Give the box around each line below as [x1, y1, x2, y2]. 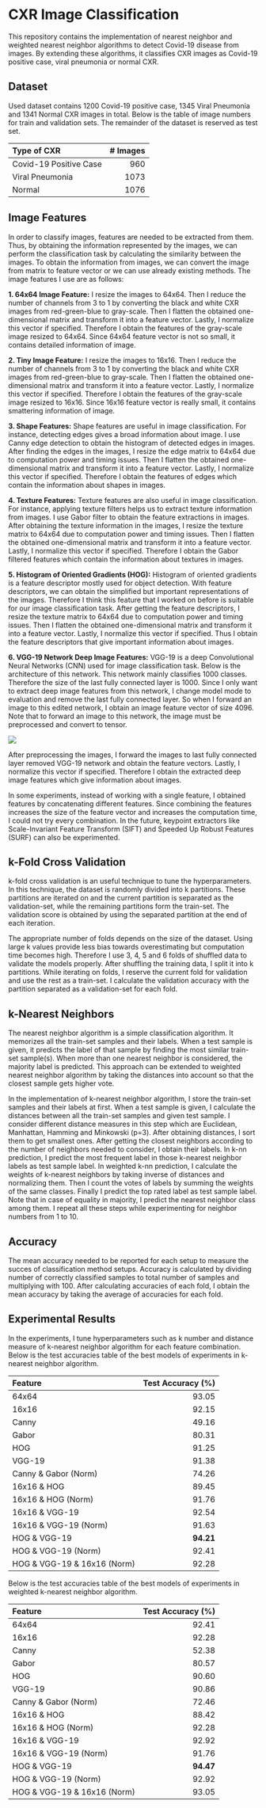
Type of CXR [12, 145, 61, 156]
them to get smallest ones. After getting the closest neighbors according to [8, 1136, 253, 1146]
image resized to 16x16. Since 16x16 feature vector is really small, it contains [8, 398, 256, 407]
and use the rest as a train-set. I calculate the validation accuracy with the [8, 976, 249, 985]
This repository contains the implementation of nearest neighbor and [8, 32, 233, 41]
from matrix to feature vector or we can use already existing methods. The [8, 265, 251, 275]
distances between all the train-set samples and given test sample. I [8, 1111, 230, 1121]
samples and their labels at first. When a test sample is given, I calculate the [8, 1102, 256, 1112]
